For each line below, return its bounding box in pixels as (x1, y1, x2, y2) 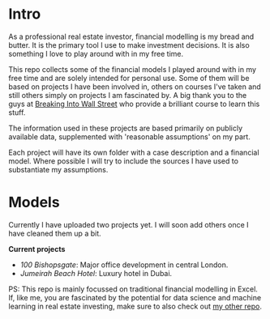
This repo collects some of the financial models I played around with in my (8, 64, 257, 74)
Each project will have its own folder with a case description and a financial (8, 147, 259, 157)
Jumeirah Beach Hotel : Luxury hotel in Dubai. (19, 268, 173, 278)
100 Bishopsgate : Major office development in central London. (19, 260, 229, 270)
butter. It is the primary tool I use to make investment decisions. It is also (8, 40, 250, 49)
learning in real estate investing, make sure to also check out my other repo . (8, 301, 262, 311)
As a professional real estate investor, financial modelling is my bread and (8, 32, 255, 41)
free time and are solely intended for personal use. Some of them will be (8, 73, 250, 83)
